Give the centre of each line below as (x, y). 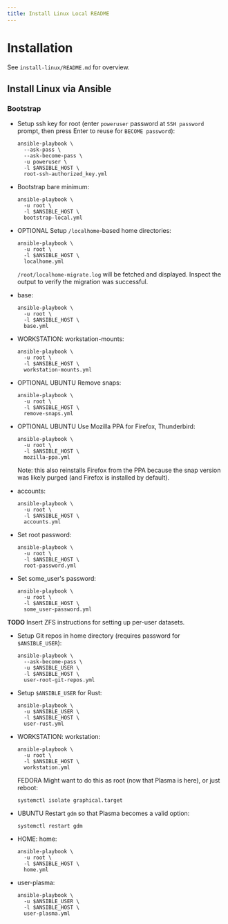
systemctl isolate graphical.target (70, 801)
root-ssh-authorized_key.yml (66, 174)
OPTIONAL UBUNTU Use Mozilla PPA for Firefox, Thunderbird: (106, 426)
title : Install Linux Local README (58, 14)
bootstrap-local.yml (53, 218)
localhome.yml (44, 262)
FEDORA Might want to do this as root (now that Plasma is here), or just (118, 781)
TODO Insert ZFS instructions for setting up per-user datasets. (96, 622)
